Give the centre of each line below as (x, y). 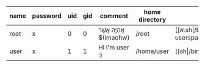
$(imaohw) (114, 37)
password (47, 16)
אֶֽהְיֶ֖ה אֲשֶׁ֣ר (112, 30)
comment (114, 16)
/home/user (152, 51)
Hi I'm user (114, 47)
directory (152, 19)
